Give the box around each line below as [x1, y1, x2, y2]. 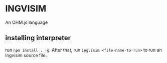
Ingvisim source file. [5, 52, 47, 58]
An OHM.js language [5, 19, 48, 25]
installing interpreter [5, 34, 71, 42]
